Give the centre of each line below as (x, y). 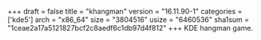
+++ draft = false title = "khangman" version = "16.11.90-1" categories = (125, 11)
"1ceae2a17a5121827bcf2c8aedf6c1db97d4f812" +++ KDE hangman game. (130, 28)
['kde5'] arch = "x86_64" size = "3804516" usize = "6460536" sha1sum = (129, 20)
